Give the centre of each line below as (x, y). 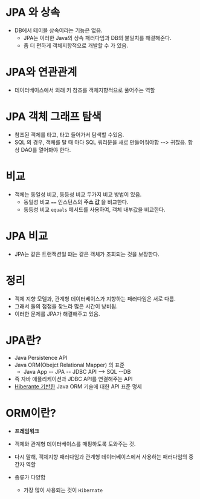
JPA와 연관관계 (41, 72)
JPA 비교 (27, 236)
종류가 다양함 (30, 477)
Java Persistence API (41, 357)
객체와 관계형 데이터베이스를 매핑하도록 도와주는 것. (75, 444)
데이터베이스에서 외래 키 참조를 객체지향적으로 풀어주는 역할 (85, 90)
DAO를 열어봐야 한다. (46, 149)
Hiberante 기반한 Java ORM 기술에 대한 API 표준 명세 (78, 386)
